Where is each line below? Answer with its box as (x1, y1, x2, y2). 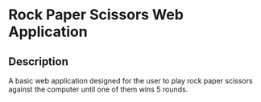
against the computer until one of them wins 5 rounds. (8, 84, 188, 94)
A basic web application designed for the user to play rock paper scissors (8, 76, 253, 85)
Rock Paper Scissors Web (8, 6, 184, 24)
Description (8, 55, 68, 68)
